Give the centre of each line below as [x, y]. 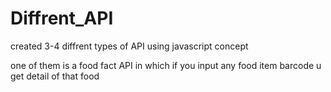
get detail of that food [55, 76]
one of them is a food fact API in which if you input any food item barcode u [166, 65]
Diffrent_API [62, 18]
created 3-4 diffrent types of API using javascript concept [129, 46]
